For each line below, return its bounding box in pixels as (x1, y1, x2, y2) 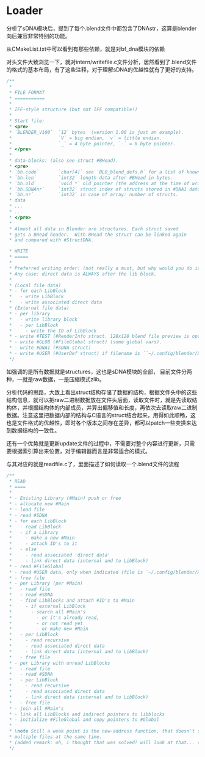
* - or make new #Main (9, 626, 88, 632)
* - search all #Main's (9, 609, 86, 615)
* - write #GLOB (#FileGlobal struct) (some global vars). (9, 339, 163, 345)
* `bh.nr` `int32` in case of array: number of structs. (9, 192, 179, 198)
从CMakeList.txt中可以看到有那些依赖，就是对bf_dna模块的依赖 (6, 45, 165, 53)
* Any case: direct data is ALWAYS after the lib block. (9, 271, 157, 277)
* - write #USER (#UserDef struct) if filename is (9, 351, 140, 357)
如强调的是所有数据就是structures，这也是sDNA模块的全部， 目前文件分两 (6, 368, 192, 375)
